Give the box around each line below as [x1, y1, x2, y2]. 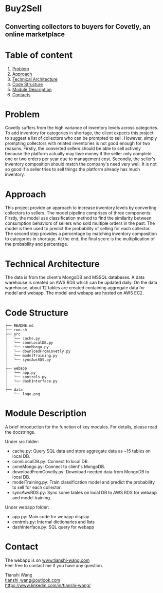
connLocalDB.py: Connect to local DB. [12, 459, 89, 465]
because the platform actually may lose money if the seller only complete [5, 151, 152, 157]
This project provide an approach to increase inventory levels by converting [5, 205, 157, 211]
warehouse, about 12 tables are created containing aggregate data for [5, 285, 145, 291]
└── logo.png [14, 392, 40, 397]
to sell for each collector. [12, 485, 62, 490]
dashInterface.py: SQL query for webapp [12, 524, 94, 530]
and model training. [12, 495, 51, 501]
